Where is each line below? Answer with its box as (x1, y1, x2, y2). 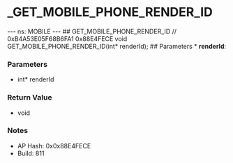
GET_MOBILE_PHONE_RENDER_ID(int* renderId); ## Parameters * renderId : (7, 42, 227, 50)
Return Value (7, 93, 52, 102)
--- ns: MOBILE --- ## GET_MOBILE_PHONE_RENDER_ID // (7, 27, 176, 36)
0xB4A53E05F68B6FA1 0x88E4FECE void (7, 34, 128, 42)
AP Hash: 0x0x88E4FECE (17, 141, 91, 150)
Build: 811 (17, 149, 45, 157)
